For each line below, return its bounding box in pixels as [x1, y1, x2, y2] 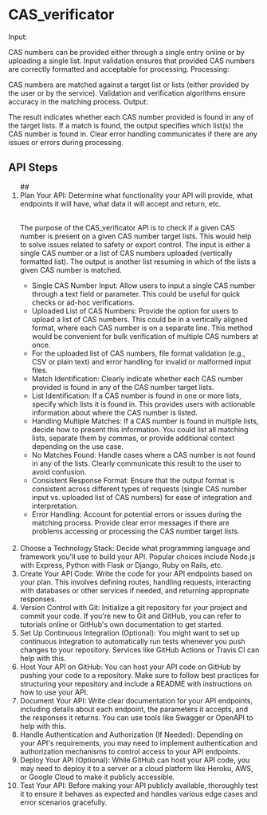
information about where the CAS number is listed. [31, 407, 198, 417]
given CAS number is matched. [19, 265, 122, 274]
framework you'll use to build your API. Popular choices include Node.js [19, 552, 256, 561]
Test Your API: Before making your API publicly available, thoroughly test [19, 780, 259, 790]
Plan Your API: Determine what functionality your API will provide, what [19, 190, 253, 200]
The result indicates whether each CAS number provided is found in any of [8, 112, 253, 121]
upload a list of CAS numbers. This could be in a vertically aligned [31, 314, 249, 324]
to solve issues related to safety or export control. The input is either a [19, 239, 251, 249]
